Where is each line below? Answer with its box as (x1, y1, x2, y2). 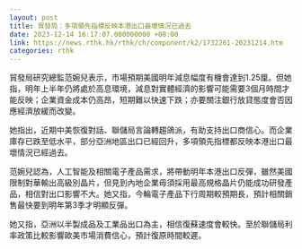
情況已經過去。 (16, 147, 73, 158)
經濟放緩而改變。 (16, 106, 81, 116)
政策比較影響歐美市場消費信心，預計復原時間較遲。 (16, 230, 207, 241)
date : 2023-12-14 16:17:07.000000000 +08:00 (9, 30, 179, 39)
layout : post (9, 13, 58, 22)
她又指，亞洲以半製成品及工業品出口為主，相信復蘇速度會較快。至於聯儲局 (9, 219, 285, 229)
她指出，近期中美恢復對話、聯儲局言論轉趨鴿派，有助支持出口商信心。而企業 (9, 124, 293, 135)
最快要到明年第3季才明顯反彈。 (16, 200, 133, 210)
